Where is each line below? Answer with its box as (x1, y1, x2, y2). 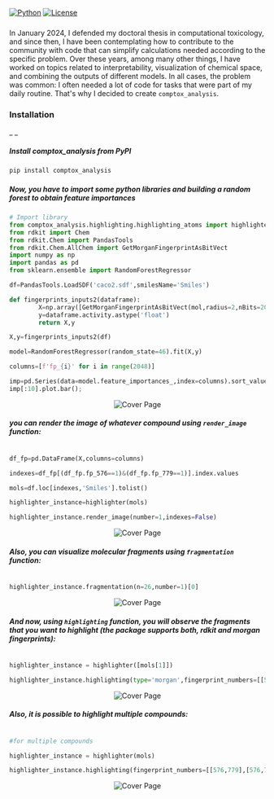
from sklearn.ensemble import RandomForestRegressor (9, 266, 192, 274)
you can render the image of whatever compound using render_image (9, 418, 247, 428)
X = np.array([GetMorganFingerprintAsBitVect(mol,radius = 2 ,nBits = (38, 303, 261, 311)
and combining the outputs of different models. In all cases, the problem (9, 71, 251, 81)
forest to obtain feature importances (9, 192, 137, 203)
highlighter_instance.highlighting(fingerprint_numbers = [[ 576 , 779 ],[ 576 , (9, 766, 265, 775)
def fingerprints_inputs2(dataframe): (9, 296, 141, 304)
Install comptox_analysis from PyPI (9, 146, 132, 156)
